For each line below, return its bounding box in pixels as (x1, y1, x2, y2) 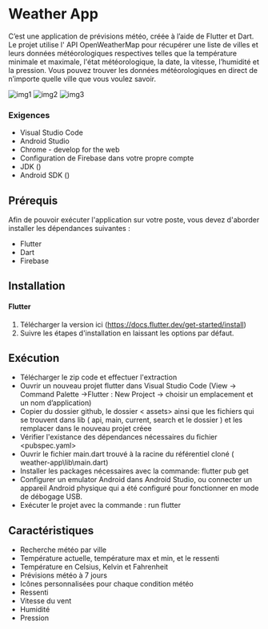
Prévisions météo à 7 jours (19, 570, 108, 580)
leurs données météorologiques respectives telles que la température (8, 48, 238, 58)
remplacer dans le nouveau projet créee (19, 424, 152, 433)
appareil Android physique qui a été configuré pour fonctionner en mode (19, 483, 259, 493)
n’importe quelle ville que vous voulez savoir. (8, 74, 157, 83)
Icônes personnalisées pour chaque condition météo (19, 579, 194, 589)
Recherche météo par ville (19, 545, 106, 554)
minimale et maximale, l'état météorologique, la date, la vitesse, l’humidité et (8, 57, 260, 67)
